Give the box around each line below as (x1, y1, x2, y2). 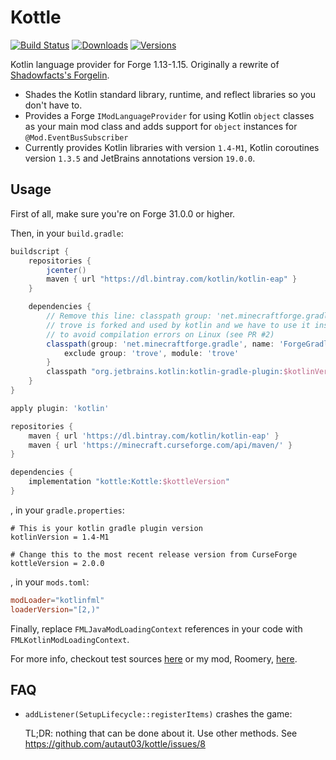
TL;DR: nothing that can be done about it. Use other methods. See (24, 727, 298, 740)
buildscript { (10, 246, 70, 256)
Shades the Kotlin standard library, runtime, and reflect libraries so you (24, 88, 317, 100)
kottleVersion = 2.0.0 (10, 558, 105, 568)
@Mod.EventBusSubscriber (24, 132, 129, 143)
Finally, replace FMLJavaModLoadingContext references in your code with (10, 622, 303, 635)
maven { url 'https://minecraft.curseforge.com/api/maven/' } (28, 440, 293, 450)
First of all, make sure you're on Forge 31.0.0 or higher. (10, 207, 236, 220)
